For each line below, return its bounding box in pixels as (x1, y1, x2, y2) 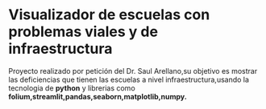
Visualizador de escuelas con (8, 6, 210, 24)
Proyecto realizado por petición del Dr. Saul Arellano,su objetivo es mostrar (8, 66, 258, 75)
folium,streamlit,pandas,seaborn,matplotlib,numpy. (8, 91, 187, 101)
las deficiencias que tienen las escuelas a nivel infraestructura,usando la (8, 75, 250, 84)
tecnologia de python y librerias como (8, 83, 135, 93)
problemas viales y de (8, 22, 159, 41)
